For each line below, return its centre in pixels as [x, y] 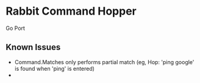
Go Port [16, 28]
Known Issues [33, 47]
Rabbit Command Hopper [71, 11]
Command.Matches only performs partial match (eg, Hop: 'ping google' [104, 62]
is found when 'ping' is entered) [55, 68]
